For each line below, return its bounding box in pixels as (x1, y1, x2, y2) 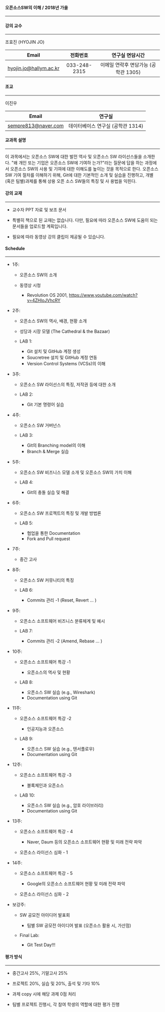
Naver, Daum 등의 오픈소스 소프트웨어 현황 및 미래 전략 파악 (27, 839, 142, 845)
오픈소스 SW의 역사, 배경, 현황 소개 (19, 318, 87, 324)
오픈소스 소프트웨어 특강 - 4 (19, 829, 73, 835)
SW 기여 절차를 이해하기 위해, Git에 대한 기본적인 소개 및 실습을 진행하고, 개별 (5, 172, 154, 178)
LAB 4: (19, 479, 33, 485)
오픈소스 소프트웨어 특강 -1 (19, 659, 71, 665)
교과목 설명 (5, 137, 26, 143)
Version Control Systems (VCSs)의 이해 (27, 361, 106, 367)
